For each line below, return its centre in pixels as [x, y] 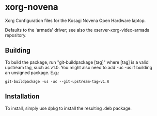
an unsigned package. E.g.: [32, 73]
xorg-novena [32, 7]
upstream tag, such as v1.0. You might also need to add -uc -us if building [79, 67]
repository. [16, 35]
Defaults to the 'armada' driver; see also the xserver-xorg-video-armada [77, 30]
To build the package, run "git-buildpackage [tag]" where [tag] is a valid [77, 62]
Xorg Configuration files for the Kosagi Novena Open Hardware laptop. [76, 20]
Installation [22, 97]
